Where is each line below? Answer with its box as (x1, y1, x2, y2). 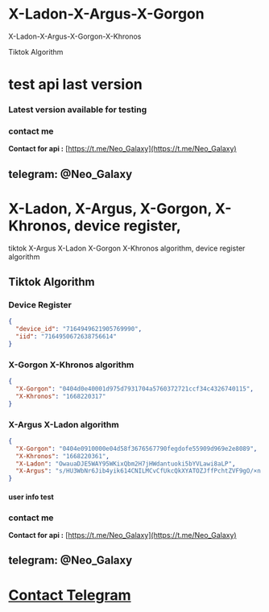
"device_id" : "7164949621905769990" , (15, 325, 143, 333)
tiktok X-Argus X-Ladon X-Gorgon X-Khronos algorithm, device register (8, 243, 246, 253)
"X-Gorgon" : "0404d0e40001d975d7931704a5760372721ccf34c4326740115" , (15, 385, 254, 393)
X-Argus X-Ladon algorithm (8, 419, 119, 430)
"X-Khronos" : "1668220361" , (15, 452, 110, 460)
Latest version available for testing (8, 104, 147, 115)
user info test (8, 492, 54, 502)
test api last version (8, 76, 143, 93)
